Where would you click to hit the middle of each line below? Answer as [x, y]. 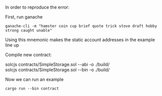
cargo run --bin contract [32, 88]
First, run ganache [24, 17]
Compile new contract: [28, 55]
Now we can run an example [34, 79]
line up [12, 45]
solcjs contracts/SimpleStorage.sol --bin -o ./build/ [57, 70]
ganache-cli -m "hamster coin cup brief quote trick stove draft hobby [81, 26]
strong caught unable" [29, 30]
